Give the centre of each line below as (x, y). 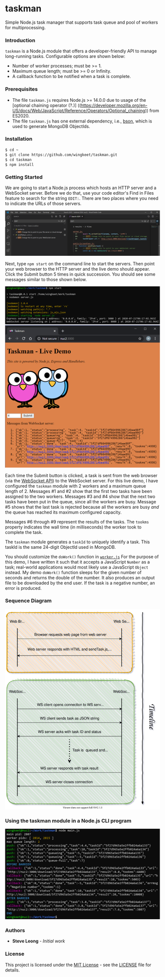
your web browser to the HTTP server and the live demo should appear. (78, 269)
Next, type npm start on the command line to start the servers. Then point (80, 264)
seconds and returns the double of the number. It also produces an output (80, 577)
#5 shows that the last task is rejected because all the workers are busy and (82, 507)
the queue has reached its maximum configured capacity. (63, 512)
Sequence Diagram (28, 601)
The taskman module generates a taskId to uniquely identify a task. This (78, 542)
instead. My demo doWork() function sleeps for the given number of (73, 572)
